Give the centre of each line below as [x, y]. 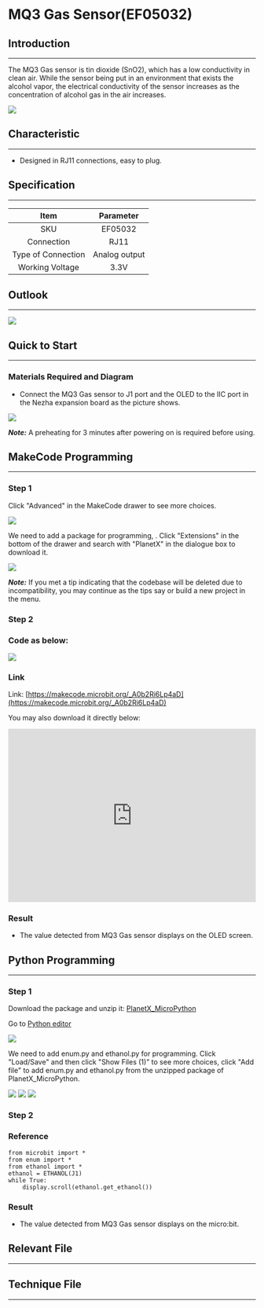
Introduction [39, 44]
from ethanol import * [45, 1167]
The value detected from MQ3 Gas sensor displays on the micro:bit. [129, 1224]
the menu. [24, 599]
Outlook [28, 295]
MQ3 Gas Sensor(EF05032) [100, 15]
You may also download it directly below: [75, 718]
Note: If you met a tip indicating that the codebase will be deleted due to [125, 582]
